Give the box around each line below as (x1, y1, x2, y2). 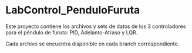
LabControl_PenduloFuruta (5, 3, 140, 17)
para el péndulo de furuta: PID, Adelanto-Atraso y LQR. (5, 29, 138, 36)
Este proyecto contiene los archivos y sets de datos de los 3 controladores (5, 23, 186, 30)
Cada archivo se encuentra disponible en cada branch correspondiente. (5, 40, 180, 47)
